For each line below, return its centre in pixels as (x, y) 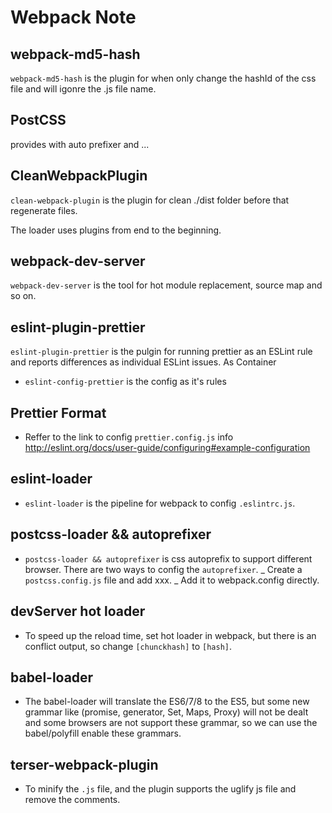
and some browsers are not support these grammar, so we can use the (171, 723)
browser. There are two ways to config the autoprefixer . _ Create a (163, 569)
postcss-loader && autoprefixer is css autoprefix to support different (168, 558)
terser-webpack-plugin (84, 764)
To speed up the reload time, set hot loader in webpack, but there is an (170, 635)
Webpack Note (73, 17)
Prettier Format (58, 412)
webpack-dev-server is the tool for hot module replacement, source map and (166, 285)
